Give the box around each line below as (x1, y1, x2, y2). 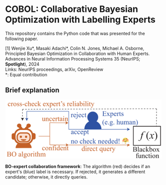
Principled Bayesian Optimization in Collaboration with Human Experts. (5, 51, 150, 57)
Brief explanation (5, 86, 60, 95)
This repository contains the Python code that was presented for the (5, 30, 145, 36)
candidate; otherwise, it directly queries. (5, 174, 88, 180)
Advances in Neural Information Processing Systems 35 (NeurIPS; (5, 56, 141, 62)
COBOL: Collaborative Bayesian (5, 3, 138, 15)
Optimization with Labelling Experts (5, 14, 156, 25)
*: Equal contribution (5, 71, 47, 77)
